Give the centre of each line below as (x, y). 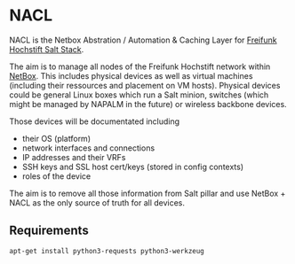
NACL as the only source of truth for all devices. (97, 202)
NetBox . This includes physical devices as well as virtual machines (131, 75)
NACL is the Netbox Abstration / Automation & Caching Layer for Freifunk (143, 40)
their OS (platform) (56, 138)
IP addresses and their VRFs (74, 157)
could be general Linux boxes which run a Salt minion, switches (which (139, 95)
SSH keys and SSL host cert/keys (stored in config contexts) (133, 167)
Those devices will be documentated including (95, 121)
